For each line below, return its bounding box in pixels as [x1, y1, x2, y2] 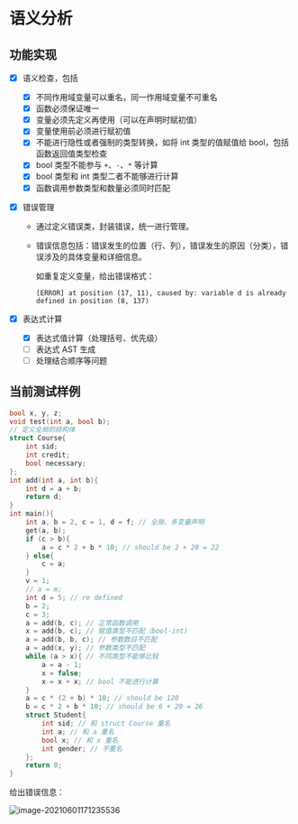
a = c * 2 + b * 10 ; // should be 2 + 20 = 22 [41, 542, 220, 551]
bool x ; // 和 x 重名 [41, 736, 119, 745]
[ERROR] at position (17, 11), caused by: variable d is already [35, 288, 286, 298]
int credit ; [25, 450, 70, 460]
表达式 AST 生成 [35, 344, 96, 355]
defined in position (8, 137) [35, 296, 150, 305]
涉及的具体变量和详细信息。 [43, 251, 147, 262]
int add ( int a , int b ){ [9, 476, 99, 485]
